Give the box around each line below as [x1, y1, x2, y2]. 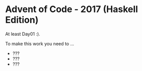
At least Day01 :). [5, 31, 40, 37]
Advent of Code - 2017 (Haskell [5, 4, 138, 15]
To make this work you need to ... [5, 40, 75, 46]
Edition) [5, 14, 39, 26]
